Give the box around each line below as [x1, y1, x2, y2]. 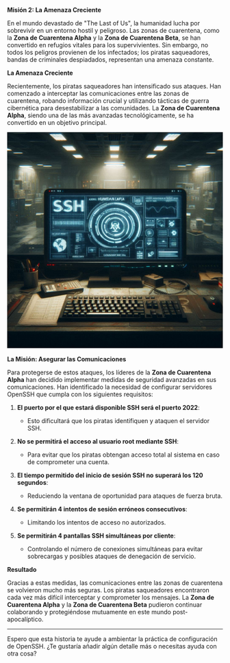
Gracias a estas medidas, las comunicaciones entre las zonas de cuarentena [7, 579, 223, 587]
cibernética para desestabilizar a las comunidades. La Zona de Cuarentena [7, 104, 220, 112]
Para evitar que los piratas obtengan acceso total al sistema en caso [27, 450, 220, 459]
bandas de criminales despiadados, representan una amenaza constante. [7, 56, 214, 64]
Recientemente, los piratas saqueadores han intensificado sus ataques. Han [7, 82, 221, 90]
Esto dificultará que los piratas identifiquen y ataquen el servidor [27, 417, 210, 424]
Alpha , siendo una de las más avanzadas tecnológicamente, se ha [7, 111, 194, 119]
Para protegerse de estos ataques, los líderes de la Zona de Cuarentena [7, 368, 212, 376]
